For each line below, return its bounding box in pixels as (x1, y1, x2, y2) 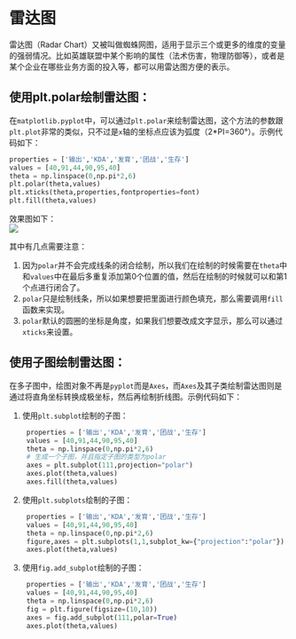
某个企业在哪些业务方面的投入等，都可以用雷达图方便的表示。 (9, 61, 235, 72)
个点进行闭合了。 (21, 282, 85, 293)
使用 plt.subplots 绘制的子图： (21, 494, 133, 505)
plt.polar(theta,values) (9, 179, 101, 189)
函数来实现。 (21, 304, 69, 315)
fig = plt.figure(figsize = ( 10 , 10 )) (26, 604, 158, 613)
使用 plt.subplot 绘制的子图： (21, 410, 129, 421)
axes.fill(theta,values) (26, 477, 118, 486)
